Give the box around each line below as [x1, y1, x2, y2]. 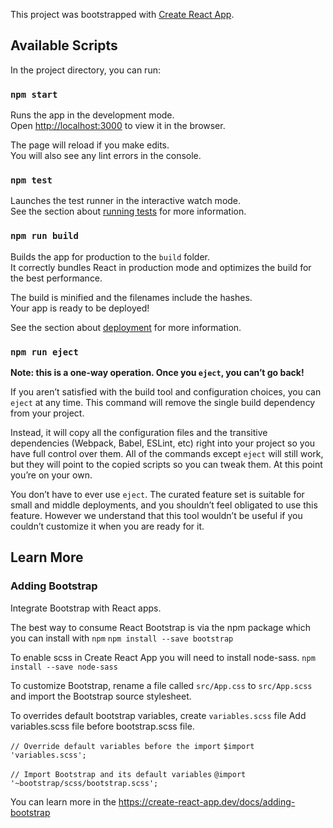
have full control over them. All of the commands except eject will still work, [10, 448, 324, 459]
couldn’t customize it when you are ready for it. [10, 520, 205, 532]
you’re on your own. [10, 469, 93, 481]
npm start [10, 89, 58, 100]
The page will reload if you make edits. [10, 139, 170, 151]
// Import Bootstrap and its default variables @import [10, 769, 247, 779]
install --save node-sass [10, 662, 118, 672]
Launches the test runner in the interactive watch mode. [10, 195, 242, 207]
